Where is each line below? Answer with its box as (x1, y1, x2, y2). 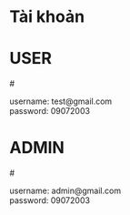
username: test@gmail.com (9, 96, 113, 107)
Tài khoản (9, 6, 85, 27)
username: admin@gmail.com (9, 185, 121, 197)
